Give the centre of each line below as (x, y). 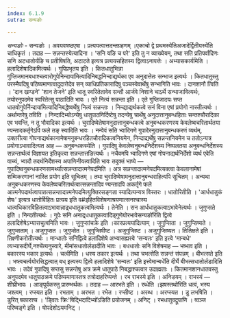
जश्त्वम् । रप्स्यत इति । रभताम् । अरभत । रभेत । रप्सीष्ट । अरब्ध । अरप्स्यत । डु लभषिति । (110, 292)
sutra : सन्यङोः (25, 20)
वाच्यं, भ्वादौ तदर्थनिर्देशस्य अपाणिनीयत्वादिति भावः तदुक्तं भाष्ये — (75, 161)
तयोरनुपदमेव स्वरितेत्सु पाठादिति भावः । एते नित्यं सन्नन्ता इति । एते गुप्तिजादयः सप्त (95, 99)
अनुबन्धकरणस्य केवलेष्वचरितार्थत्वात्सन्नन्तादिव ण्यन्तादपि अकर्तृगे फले (79, 184)
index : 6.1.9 (26, 13)
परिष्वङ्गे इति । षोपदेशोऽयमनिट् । (44, 307)
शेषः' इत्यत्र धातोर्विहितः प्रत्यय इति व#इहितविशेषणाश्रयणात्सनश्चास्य (77, 199)
